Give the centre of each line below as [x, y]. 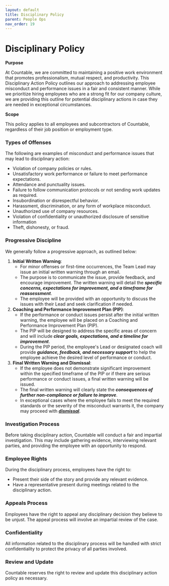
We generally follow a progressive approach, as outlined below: [71, 251]
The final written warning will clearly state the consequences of [87, 389]
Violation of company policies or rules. [52, 169]
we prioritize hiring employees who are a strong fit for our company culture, [83, 94]
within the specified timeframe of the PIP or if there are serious [85, 374]
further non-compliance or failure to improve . [69, 395]
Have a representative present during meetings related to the [76, 485]
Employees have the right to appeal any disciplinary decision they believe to [84, 514]
